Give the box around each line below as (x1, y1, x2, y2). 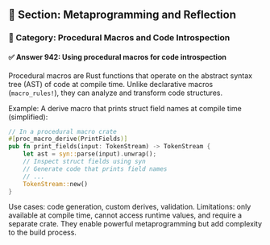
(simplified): (8, 112, 48, 122)
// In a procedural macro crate (8, 127, 117, 135)
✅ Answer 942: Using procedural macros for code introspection (8, 52, 227, 61)
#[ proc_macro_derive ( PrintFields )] (8, 135, 128, 143)
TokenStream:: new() (23, 180, 89, 188)
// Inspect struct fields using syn (23, 158, 147, 166)
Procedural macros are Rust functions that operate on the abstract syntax (8, 70, 252, 81)
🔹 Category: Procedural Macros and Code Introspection (8, 32, 231, 44)
